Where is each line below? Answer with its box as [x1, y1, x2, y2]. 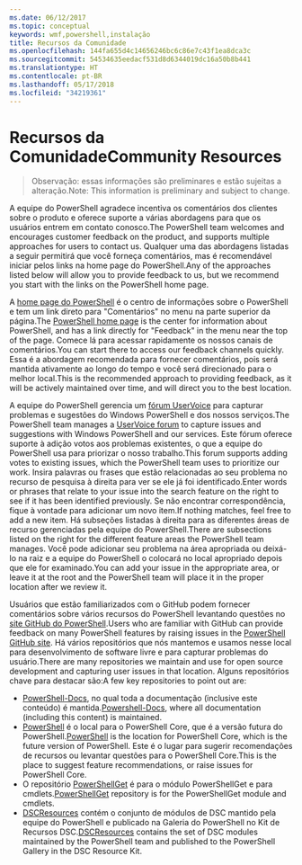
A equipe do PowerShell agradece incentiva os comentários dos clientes [9, 203, 278, 214]
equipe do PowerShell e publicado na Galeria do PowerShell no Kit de [22, 817, 280, 828]
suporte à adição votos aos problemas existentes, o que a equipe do [9, 438, 263, 450]
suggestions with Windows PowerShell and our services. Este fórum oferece [9, 429, 293, 440]
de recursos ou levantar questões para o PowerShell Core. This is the [22, 750, 277, 761]
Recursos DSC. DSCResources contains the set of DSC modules [22, 826, 259, 837]
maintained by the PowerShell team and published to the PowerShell [22, 836, 276, 847]
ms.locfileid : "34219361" [9, 88, 106, 97]
